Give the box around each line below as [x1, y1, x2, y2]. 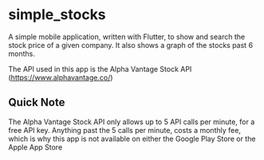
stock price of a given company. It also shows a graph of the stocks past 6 [8, 40, 254, 49]
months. [8, 49, 36, 58]
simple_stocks [8, 6, 106, 24]
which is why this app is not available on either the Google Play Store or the [8, 134, 256, 143]
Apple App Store [8, 142, 63, 152]
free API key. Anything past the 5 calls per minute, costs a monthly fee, [8, 125, 242, 135]
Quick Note [8, 96, 65, 109]
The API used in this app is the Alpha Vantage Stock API [8, 64, 192, 73]
